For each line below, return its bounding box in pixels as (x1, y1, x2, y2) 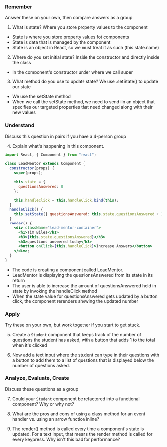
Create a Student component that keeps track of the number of (12, 332, 142, 338)
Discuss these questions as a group (5, 386, 79, 392)
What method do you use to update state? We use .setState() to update (12, 78, 158, 85)
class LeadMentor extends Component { (5, 161, 85, 166)
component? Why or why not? (12, 401, 74, 407)
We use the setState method (12, 93, 71, 100)
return (12, 277, 25, 283)
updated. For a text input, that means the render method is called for (12, 431, 153, 437)
